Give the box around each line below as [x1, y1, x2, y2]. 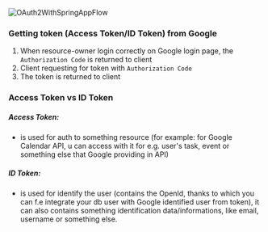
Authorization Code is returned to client [19, 55, 153, 65]
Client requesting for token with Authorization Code [19, 63, 192, 73]
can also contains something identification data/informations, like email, [19, 206, 259, 216]
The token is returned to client [19, 72, 121, 82]
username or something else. [19, 214, 118, 224]
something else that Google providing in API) [19, 150, 170, 159]
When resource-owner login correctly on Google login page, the [19, 46, 234, 56]
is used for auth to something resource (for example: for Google [19, 133, 232, 142]
